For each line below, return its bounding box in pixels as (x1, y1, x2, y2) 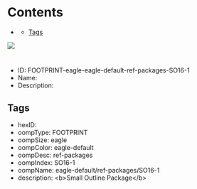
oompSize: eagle (17, 136, 68, 144)
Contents (7, 4, 64, 21)
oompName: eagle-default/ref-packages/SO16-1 (17, 166, 160, 174)
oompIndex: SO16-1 (17, 158, 75, 167)
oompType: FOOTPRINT (17, 128, 88, 136)
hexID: (17, 120, 37, 129)
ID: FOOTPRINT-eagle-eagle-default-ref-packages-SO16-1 (17, 66, 190, 75)
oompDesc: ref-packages (17, 151, 93, 159)
